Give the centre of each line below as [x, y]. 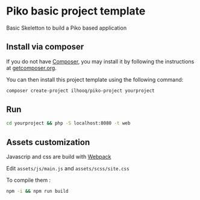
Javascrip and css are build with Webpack [59, 157]
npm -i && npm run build [37, 192]
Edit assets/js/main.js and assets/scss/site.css [68, 169]
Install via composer [45, 47]
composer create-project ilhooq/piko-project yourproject [80, 91]
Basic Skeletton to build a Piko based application [67, 28]
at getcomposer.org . [32, 68]
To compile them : [29, 180]
